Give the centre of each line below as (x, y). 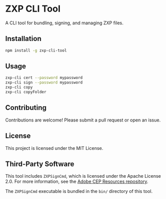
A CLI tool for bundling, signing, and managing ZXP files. (64, 23)
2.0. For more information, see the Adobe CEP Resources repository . (77, 182)
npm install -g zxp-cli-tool (36, 50)
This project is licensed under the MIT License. (54, 148)
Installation (23, 39)
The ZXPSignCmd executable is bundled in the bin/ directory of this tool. (79, 191)
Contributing (26, 108)
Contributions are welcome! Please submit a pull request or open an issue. (83, 120)
